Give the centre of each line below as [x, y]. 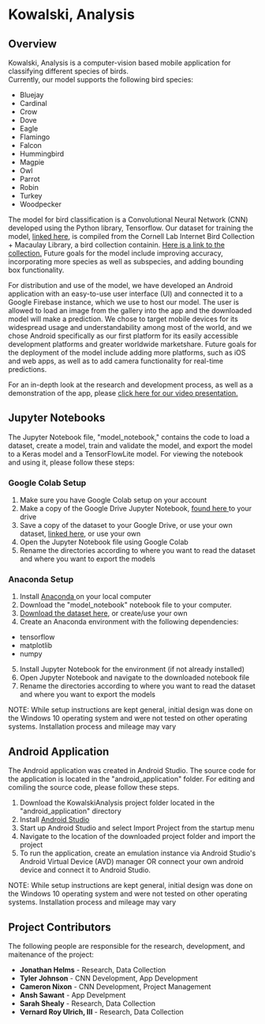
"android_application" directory [71, 811]
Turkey [31, 196]
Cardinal [33, 103]
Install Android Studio [54, 820]
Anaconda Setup [41, 579]
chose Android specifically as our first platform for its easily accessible [123, 336]
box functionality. [36, 270]
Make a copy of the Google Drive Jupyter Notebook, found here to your [136, 509]
